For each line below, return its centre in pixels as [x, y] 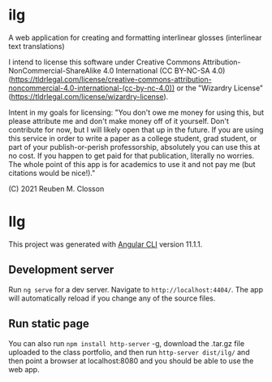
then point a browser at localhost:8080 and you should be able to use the [131, 361]
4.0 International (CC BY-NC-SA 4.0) [164, 70]
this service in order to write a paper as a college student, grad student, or [133, 138]
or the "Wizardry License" [220, 88]
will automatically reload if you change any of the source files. [112, 298]
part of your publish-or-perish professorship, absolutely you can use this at [134, 147]
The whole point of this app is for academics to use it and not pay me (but [132, 164]
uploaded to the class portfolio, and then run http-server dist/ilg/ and [129, 352]
